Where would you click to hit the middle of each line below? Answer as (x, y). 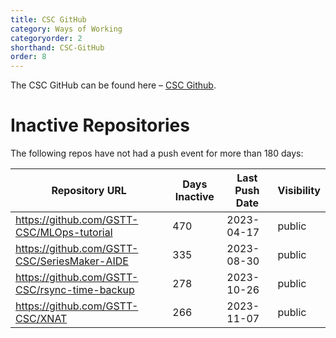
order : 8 (28, 57)
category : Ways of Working (66, 29)
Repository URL (89, 191)
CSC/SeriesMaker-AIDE (72, 261)
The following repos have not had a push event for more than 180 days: (157, 153)
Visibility (299, 191)
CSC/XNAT (41, 319)
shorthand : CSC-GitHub (57, 47)
